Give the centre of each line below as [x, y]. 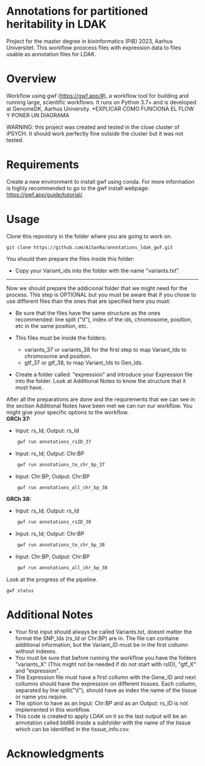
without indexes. [36, 651]
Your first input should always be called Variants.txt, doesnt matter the [103, 632]
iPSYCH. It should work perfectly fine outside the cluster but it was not [95, 133]
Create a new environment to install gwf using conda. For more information [101, 181]
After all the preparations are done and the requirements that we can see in [101, 399]
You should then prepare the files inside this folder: [70, 258]
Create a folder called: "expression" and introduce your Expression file [104, 374]
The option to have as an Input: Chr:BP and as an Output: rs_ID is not [101, 703]
